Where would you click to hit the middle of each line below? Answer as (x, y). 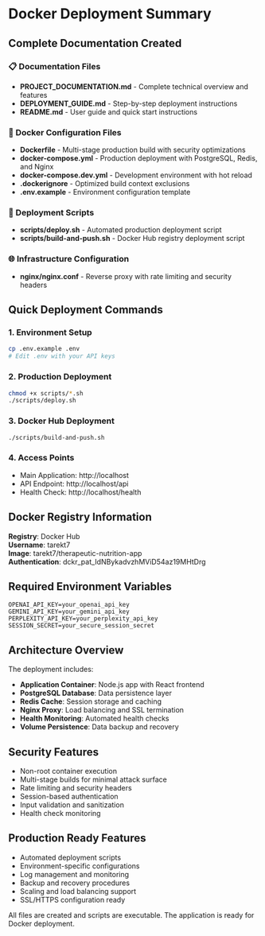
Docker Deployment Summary (110, 14)
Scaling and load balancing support (78, 891)
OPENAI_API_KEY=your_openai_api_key (69, 605)
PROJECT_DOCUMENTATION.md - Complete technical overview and (134, 86)
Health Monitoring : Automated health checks (94, 719)
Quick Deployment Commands (86, 310)
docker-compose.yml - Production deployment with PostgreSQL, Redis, (138, 158)
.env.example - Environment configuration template (105, 192)
